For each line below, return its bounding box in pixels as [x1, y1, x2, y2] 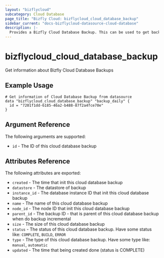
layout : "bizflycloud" [5, 7, 51, 12]
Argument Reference [5, 120, 70, 129]
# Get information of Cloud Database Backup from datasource [5, 94, 132, 99]
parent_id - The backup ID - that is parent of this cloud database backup [12, 211, 159, 217]
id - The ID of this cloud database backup [12, 143, 97, 149]
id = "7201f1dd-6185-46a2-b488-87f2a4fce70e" [9, 103, 104, 108]
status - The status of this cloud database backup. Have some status [12, 226, 152, 233]
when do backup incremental [12, 216, 71, 222]
